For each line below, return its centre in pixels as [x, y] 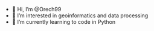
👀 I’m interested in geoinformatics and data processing [80, 15]
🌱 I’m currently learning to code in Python [64, 22]
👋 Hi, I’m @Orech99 [37, 9]
